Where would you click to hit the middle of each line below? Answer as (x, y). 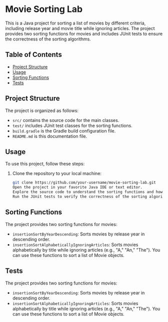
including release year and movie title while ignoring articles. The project (80, 28)
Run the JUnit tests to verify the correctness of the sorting (80, 196)
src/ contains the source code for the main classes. (66, 120)
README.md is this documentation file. (50, 136)
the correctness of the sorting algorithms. (48, 39)
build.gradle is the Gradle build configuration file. (64, 130)
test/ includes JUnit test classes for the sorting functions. (72, 125)
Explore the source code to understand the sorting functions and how (87, 192)
